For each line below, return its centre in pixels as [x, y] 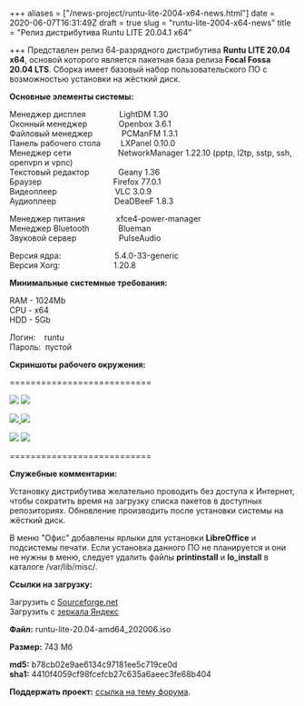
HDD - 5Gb [30, 320]
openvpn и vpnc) [41, 162]
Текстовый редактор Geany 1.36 [85, 172]
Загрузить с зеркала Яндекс [64, 612]
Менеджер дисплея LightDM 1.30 [89, 114]
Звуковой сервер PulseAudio [85, 238]
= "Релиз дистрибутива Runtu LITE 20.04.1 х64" [101, 32]
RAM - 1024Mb [38, 300]
